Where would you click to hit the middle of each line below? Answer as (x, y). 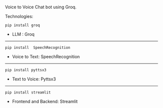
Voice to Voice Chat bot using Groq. (41, 7)
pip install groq (23, 25)
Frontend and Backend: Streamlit (45, 101)
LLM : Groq (23, 34)
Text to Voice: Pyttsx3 (34, 79)
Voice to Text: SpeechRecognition (46, 57)
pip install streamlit (28, 93)
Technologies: (19, 16)
